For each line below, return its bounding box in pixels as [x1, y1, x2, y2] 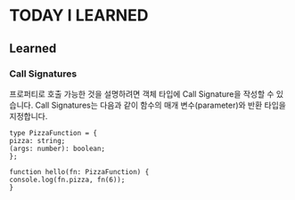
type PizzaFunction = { [9, 128, 98, 138]
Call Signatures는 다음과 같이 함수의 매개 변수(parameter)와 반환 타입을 [35, 100, 287, 110]
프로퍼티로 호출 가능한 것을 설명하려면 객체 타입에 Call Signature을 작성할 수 [9, 88, 275, 99]
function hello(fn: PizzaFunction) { [9, 167, 150, 176]
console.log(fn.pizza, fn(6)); [9, 175, 126, 184]
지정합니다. [9, 110, 48, 121]
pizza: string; [9, 136, 66, 145]
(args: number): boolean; [9, 144, 105, 153]
